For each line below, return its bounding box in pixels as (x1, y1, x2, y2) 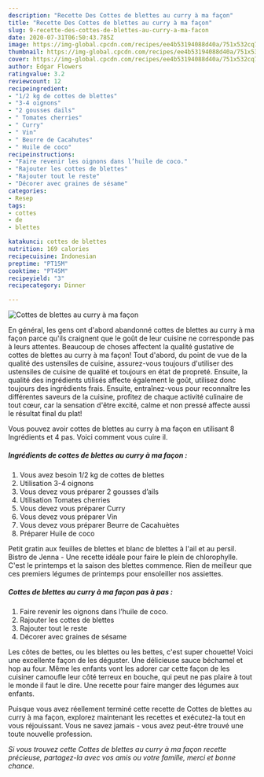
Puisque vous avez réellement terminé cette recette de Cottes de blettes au (8, 705, 253, 714)
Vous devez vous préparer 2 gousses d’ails (19, 487, 159, 496)
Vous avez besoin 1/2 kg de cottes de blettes (19, 470, 165, 480)
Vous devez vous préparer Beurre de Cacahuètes (19, 521, 180, 530)
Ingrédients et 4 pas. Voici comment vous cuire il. (8, 433, 168, 442)
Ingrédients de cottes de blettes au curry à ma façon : (8, 450, 188, 460)
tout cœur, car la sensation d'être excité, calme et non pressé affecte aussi (8, 400, 251, 410)
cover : (8, 56, 30, 64)
